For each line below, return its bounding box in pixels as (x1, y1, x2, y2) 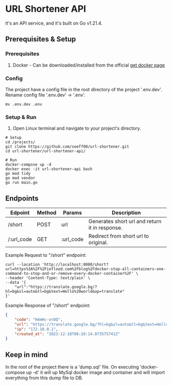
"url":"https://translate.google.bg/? (14, 285, 97, 290)
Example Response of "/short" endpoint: (5, 302, 91, 309)
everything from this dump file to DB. (5, 375, 83, 381)
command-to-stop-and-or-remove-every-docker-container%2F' (5, 271, 134, 276)
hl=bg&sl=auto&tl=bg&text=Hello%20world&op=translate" (5, 289, 125, 294)
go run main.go (5, 180, 38, 185)
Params (63, 209, 82, 216)
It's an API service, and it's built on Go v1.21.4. (5, 20, 103, 26)
